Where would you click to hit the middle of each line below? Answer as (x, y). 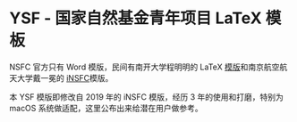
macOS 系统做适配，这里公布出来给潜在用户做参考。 (106, 108)
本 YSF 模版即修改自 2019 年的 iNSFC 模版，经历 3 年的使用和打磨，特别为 (147, 97)
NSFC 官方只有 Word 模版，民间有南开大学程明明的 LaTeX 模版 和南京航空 (144, 67)
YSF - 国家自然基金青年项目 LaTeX (136, 18)
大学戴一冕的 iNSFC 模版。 (65, 77)
